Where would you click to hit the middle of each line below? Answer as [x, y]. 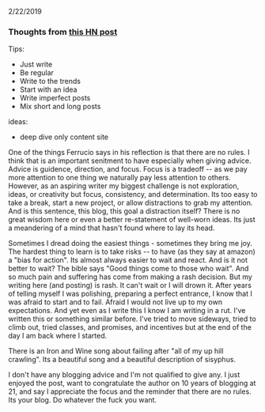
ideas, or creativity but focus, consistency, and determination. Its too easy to [133, 195]
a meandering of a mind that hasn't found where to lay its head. [112, 228]
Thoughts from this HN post [63, 32]
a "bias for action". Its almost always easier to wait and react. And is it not [128, 260]
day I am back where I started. [58, 336]
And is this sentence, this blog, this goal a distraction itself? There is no [124, 211]
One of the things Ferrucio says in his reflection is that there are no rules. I [129, 153]
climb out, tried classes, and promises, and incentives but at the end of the [130, 327]
